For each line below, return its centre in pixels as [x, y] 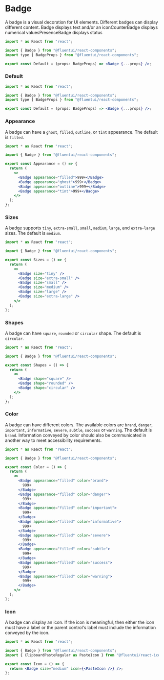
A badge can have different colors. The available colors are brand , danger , [79, 425]
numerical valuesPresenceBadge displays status [54, 32]
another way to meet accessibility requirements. [53, 440]
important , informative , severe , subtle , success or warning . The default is [79, 430]
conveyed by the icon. [27, 633]
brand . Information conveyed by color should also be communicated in [76, 435]
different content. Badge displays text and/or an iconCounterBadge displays [82, 27]
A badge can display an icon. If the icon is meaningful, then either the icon [80, 622]
